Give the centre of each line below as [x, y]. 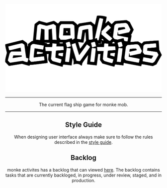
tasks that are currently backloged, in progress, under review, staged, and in [83, 175]
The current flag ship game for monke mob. [83, 104]
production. [83, 180]
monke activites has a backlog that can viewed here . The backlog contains [83, 170]
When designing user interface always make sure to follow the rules [83, 137]
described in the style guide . [83, 142]
